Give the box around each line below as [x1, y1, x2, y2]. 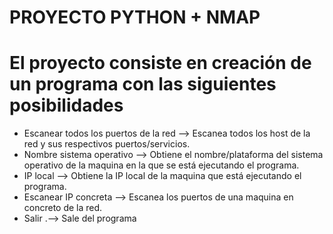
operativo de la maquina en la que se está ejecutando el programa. [23, 159, 300, 171]
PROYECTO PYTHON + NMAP [9, 6, 261, 29]
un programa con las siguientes [9, 73, 277, 96]
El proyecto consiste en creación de [9, 52, 312, 75]
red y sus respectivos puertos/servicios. [23, 138, 191, 150]
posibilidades [9, 94, 124, 117]
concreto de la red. [23, 202, 103, 214]
